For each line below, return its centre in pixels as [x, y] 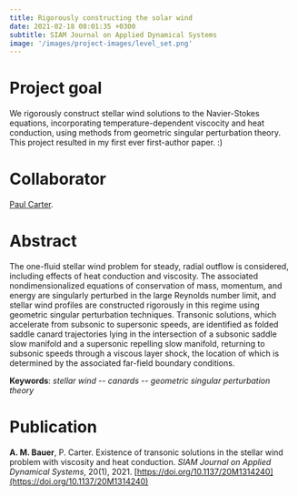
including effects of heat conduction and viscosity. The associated [134, 276]
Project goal [56, 88]
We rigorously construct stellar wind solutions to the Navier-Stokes [135, 114]
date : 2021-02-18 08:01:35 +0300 [73, 26]
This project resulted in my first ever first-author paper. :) [116, 143]
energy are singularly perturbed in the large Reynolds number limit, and [143, 296]
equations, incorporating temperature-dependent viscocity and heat [137, 123]
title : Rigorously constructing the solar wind [101, 18]
